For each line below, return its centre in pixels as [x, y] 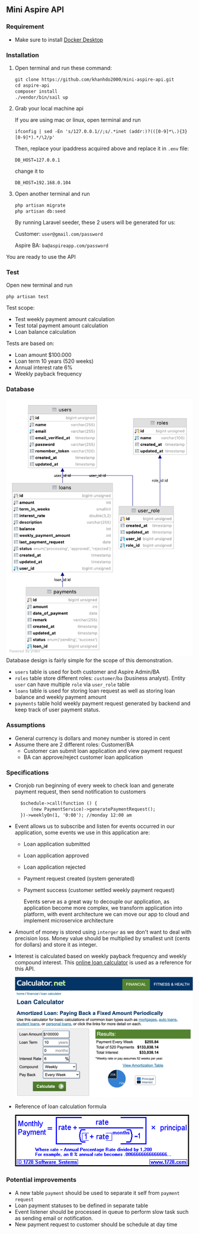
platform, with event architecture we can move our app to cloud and [106, 914]
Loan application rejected [54, 867]
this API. [25, 969]
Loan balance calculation [45, 332]
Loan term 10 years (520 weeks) [54, 361]
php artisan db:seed [40, 211]
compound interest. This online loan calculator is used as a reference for [103, 962]
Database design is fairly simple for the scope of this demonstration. [89, 660]
